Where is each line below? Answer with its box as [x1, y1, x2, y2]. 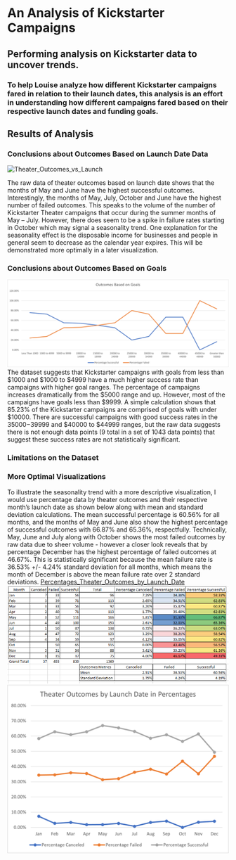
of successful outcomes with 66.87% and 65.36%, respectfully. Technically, [7, 525, 227, 534]
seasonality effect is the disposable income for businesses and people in [7, 231, 218, 240]
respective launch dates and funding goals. [7, 106, 159, 116]
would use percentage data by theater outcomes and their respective [7, 495, 208, 503]
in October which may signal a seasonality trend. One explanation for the [7, 224, 218, 232]
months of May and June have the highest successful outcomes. [7, 186, 195, 195]
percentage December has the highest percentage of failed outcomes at [7, 547, 216, 556]
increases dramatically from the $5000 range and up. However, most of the [7, 390, 226, 399]
